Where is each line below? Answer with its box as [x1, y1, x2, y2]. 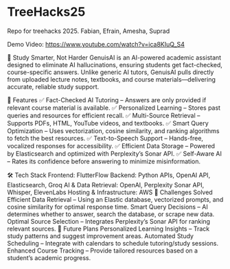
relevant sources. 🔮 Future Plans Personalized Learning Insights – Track [7, 224, 210, 233]
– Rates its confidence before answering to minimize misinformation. [7, 157, 201, 165]
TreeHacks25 [7, 4, 86, 20]
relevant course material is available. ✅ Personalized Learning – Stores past [7, 104, 221, 112]
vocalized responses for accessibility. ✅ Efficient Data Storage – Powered [7, 141, 215, 150]
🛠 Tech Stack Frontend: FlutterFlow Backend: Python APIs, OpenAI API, [7, 171, 211, 179]
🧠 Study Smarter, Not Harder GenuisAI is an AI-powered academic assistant [7, 53, 222, 62]
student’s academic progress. [7, 253, 91, 261]
